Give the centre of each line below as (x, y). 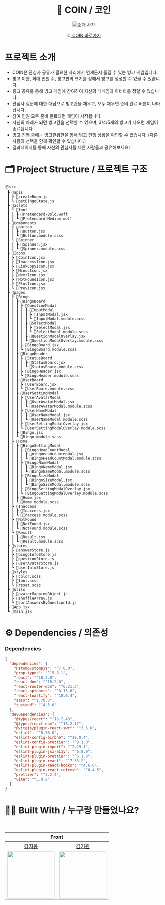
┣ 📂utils (16, 589)
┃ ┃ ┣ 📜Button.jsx (26, 231)
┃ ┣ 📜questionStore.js (31, 559)
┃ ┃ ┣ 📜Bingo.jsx (25, 432)
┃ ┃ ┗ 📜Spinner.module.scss (36, 249)
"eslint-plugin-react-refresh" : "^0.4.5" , (59, 770)
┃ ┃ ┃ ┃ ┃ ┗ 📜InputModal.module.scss (46, 319)
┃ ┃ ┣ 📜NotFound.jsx (29, 524)
